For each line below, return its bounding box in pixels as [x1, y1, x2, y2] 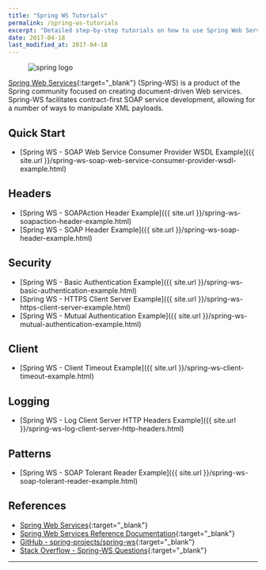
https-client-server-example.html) [19, 302, 131, 312]
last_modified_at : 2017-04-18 [8, 41, 108, 49]
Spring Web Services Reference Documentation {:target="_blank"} [19, 528, 235, 538]
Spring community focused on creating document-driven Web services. [8, 86, 243, 96]
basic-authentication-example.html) [19, 286, 137, 295]
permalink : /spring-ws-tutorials [8, 19, 119, 27]
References [8, 500, 66, 513]
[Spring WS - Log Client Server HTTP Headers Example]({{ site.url [19, 416, 236, 425]
